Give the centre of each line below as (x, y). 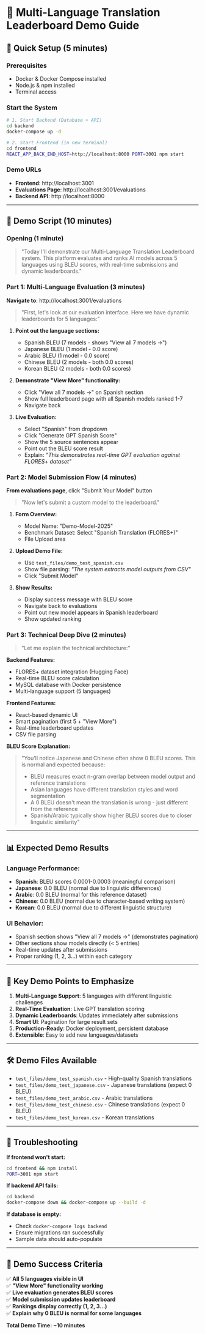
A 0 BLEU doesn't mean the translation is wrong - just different (109, 802)
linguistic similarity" (55, 822)
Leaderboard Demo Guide (73, 25)
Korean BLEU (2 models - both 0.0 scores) (77, 368)
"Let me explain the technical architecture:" (76, 648)
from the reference (54, 809)
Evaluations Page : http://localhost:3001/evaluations (81, 190)
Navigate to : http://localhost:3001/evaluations (64, 300)
